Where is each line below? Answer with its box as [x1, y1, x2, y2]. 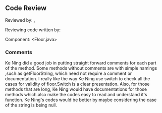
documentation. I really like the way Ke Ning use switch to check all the [5, 76, 150, 82]
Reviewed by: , [5, 17, 35, 23]
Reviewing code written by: [5, 27, 61, 33]
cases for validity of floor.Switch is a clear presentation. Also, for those [5, 81, 150, 87]
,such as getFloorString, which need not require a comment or [5, 70, 132, 76]
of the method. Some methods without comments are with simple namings [5, 65, 157, 71]
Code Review [5, 4, 47, 12]
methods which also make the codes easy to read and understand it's [5, 92, 148, 98]
